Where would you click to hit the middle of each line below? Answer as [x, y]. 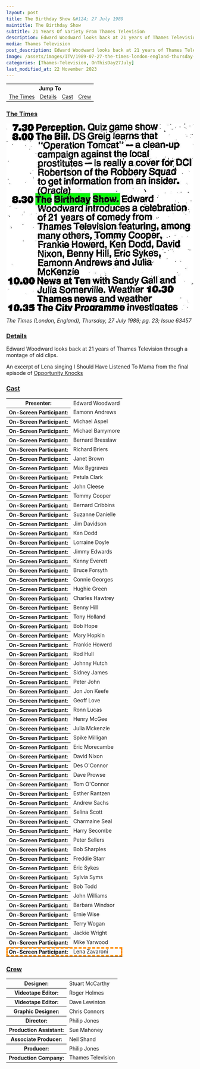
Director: [36, 1021]
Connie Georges [93, 580]
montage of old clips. [32, 355]
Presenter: [38, 403]
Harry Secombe [93, 831]
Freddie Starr [89, 859]
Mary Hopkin [89, 635]
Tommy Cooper [92, 496]
